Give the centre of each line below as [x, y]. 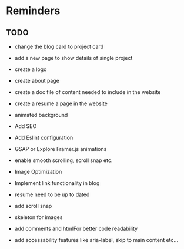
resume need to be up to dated [52, 194]
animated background [41, 115]
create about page [37, 81]
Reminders [33, 11]
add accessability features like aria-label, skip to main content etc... [96, 240]
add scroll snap [33, 206]
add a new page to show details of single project [73, 58]
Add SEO [26, 126]
